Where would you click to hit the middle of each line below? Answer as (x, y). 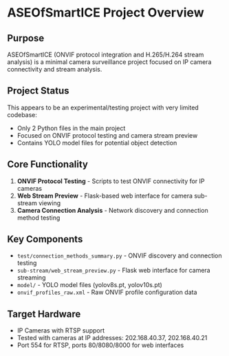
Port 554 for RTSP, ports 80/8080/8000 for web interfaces (100, 345)
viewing (50, 203)
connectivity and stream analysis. (55, 69)
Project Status (39, 91)
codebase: (22, 114)
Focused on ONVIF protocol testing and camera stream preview (107, 135)
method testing (39, 218)
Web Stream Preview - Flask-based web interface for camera (105, 196)
